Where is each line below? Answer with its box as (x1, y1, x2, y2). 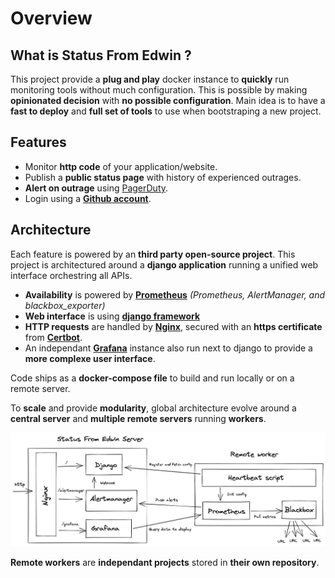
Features (10, 134, 67, 151)
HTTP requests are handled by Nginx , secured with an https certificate (24, 320, 323, 332)
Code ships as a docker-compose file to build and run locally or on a (10, 372, 295, 384)
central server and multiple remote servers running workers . (10, 412, 267, 424)
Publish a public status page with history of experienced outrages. (24, 171, 302, 183)
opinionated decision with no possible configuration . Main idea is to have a (10, 95, 326, 106)
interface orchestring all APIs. (10, 269, 133, 281)
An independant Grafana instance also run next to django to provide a (24, 342, 313, 354)
